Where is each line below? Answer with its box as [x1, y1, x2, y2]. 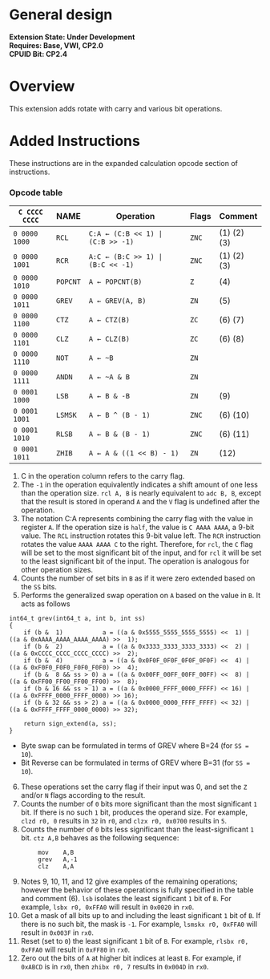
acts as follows [20, 599, 71, 609]
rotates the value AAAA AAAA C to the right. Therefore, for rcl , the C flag [20, 540, 253, 549]
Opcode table [9, 187, 63, 198]
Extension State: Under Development [9, 32, 135, 42]
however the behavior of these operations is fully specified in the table [20, 885, 254, 895]
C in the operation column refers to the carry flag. [20, 471, 185, 481]
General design [9, 6, 113, 24]
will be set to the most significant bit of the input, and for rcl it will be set [20, 548, 262, 558]
